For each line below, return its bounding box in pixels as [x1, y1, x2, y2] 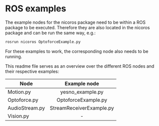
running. [5, 53, 22, 59]
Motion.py [7, 88, 31, 95]
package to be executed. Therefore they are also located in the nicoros [5, 24, 150, 30]
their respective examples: [5, 68, 59, 74]
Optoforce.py [7, 96, 39, 103]
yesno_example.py [60, 88, 104, 95]
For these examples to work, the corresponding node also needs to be [5, 48, 149, 54]
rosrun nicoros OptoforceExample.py [5, 39, 81, 44]
